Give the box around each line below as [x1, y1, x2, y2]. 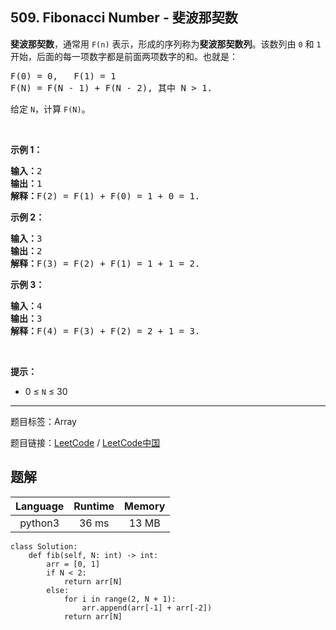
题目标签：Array [10, 415, 77, 427]
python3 [19, 516, 60, 530]
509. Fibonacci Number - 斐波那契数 [10, 9, 238, 27]
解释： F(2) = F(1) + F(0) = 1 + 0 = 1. [10, 190, 201, 202]
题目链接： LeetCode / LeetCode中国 [10, 436, 161, 448]
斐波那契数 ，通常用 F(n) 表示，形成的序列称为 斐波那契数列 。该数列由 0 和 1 [10, 38, 322, 50]
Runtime [73, 499, 115, 513]
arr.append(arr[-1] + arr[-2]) [81, 603, 213, 613]
